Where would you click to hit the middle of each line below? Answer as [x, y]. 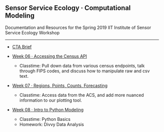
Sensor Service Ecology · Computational [68, 8]
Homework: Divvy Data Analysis [52, 124]
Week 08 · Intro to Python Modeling [48, 110]
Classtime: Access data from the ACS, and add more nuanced [82, 95]
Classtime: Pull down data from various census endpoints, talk [82, 66]
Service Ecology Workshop [32, 33]
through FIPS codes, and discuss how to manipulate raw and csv [84, 71]
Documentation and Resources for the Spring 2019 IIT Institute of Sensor [78, 27]
